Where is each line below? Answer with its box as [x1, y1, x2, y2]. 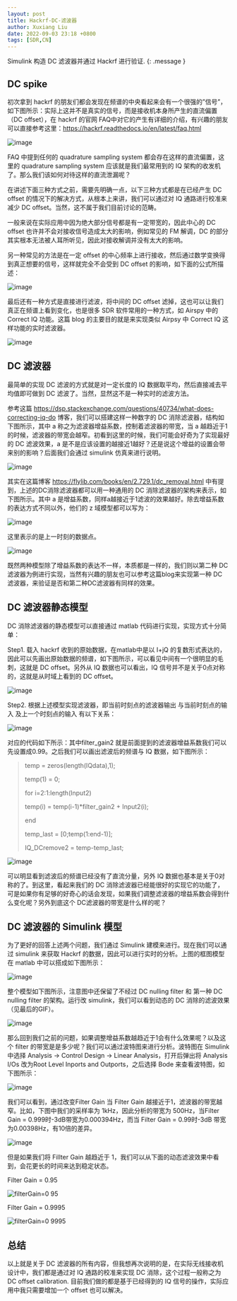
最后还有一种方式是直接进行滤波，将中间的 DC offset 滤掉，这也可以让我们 [7, 297, 224, 305]
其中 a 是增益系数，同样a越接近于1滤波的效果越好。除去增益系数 [37, 494, 224, 503]
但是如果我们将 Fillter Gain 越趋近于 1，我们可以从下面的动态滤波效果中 [7, 1153, 213, 1162]
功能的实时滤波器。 [13, 323, 69, 332]
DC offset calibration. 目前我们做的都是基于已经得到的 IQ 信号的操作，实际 [7, 1277, 223, 1285]
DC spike [7, 78, 48, 90]
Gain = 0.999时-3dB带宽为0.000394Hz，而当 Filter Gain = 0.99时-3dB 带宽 [7, 1115, 226, 1124]
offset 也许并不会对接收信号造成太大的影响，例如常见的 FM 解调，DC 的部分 [7, 227, 229, 235]
